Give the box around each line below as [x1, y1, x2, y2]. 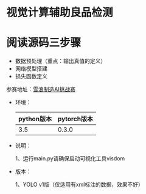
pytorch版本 [57, 114, 93, 123]
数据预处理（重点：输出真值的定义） [15, 58, 106, 65]
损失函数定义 [15, 73, 47, 80]
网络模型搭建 [15, 65, 47, 72]
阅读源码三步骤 [6, 36, 82, 50]
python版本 [18, 114, 52, 123]
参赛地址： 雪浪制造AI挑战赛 [6, 86, 76, 93]
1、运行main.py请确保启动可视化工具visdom [15, 155, 125, 162]
